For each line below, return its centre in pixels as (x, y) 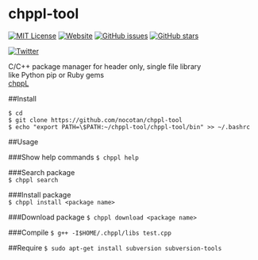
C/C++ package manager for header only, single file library (105, 66)
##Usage (23, 141)
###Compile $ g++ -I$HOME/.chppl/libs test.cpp (90, 232)
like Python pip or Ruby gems (56, 75)
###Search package (42, 172)
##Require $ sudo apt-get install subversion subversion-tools (115, 247)
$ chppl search (33, 180)
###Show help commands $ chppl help (73, 157)
